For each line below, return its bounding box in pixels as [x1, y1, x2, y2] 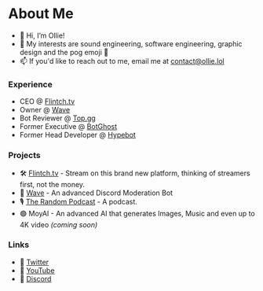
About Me [8, 5, 74, 23]
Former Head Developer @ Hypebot [19, 131, 136, 140]
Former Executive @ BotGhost [19, 122, 118, 131]
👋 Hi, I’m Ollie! [19, 31, 65, 40]
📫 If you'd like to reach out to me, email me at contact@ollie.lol [19, 56, 225, 65]
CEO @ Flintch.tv [19, 97, 75, 106]
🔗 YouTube [19, 265, 55, 275]
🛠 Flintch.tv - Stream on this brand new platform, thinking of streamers [19, 168, 250, 178]
